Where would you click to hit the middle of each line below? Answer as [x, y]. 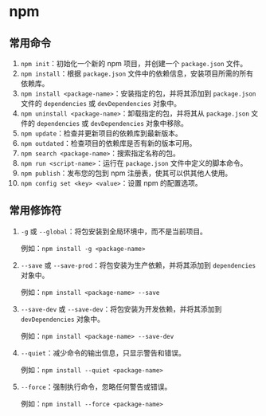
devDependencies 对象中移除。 [139, 123]
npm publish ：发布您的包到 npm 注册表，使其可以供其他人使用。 [126, 173]
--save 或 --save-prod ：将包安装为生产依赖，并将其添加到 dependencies [138, 265]
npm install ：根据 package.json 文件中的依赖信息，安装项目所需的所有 [137, 73]
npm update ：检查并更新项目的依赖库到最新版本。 [101, 133]
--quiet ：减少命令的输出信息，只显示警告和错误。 [103, 352]
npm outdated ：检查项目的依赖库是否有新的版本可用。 [108, 143]
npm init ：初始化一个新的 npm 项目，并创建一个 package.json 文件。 [134, 63]
